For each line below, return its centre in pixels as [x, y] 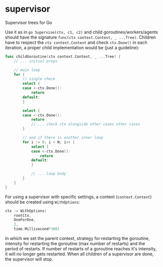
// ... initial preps [36, 61]
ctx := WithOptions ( [26, 211]
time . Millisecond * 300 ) [37, 229]
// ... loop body [49, 174]
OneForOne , [25, 220]
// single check [39, 79]
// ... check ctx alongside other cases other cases [85, 124]
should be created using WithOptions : [43, 202]
